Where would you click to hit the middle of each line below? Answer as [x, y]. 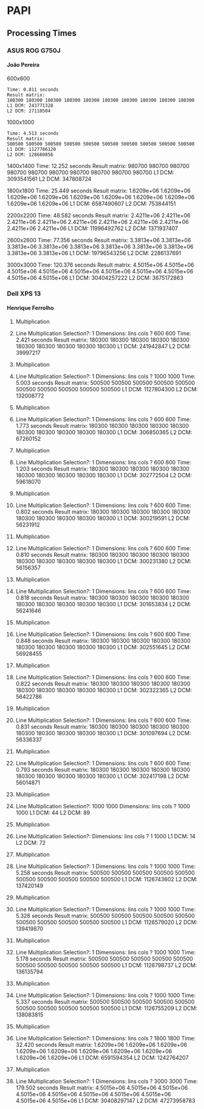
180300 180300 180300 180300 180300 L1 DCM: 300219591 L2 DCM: [103, 518]
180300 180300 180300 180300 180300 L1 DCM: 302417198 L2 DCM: [103, 776]
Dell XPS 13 [24, 293]
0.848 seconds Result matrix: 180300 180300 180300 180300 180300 [103, 640]
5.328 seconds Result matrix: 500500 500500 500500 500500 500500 [105, 915]
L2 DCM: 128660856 [30, 155]
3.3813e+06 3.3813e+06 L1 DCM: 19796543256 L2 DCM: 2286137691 [94, 253]
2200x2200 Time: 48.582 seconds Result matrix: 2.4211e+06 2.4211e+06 [99, 215]
